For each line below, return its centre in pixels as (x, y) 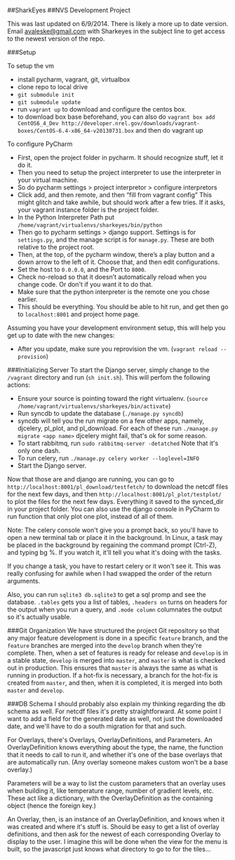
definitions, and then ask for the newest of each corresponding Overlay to (114, 834)
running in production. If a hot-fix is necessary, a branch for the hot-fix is (113, 675)
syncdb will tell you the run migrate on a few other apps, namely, (111, 421)
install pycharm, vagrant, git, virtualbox (74, 79)
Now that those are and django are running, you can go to (91, 479)
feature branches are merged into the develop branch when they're (105, 646)
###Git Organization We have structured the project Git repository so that (113, 630)
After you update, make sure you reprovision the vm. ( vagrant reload (117, 349)
